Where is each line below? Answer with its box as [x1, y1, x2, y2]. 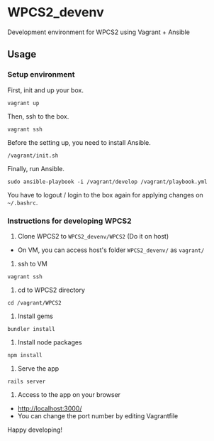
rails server [7, 378, 46, 385]
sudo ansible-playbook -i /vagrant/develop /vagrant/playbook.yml [7, 178, 208, 185]
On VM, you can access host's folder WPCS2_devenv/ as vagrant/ [17, 246, 205, 254]
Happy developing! [7, 425, 62, 434]
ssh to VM [17, 259, 47, 268]
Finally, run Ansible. [7, 164, 65, 173]
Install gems [17, 312, 53, 320]
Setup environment [7, 70, 76, 80]
